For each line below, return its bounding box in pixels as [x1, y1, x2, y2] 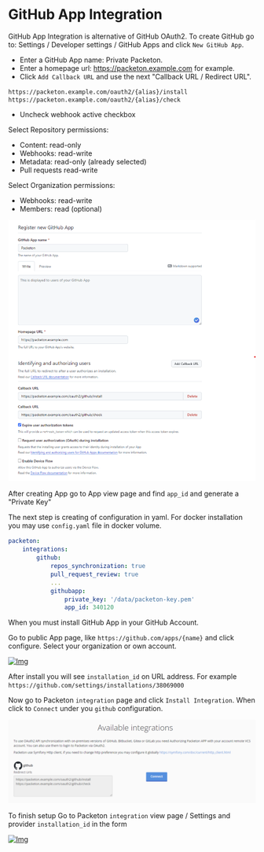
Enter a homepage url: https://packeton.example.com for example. [19, 63, 235, 72]
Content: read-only [19, 140, 82, 149]
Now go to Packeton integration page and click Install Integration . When [8, 695, 255, 705]
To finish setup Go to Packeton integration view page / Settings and [8, 810, 231, 820]
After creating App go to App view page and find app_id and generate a [8, 489, 240, 499]
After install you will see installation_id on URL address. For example [8, 672, 237, 681]
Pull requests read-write [19, 165, 98, 175]
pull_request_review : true [49, 570, 139, 578]
